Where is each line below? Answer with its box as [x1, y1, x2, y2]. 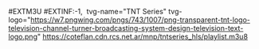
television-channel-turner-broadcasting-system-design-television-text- [8, 24, 244, 32]
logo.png [8, 32, 38, 41]
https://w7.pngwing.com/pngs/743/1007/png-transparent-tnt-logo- [30, 15, 251, 24]
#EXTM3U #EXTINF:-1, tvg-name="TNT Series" [8, 7, 167, 16]
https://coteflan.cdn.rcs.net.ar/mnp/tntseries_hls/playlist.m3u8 [42, 32, 249, 41]
